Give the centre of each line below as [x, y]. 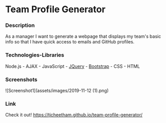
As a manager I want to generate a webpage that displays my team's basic [83, 36]
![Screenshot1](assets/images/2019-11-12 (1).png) [57, 91]
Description [20, 26]
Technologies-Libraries [35, 55]
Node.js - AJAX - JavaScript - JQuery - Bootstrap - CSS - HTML [73, 66]
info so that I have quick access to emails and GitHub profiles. [70, 42]
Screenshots [21, 79]
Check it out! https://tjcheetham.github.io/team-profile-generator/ [74, 115]
